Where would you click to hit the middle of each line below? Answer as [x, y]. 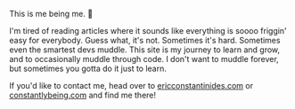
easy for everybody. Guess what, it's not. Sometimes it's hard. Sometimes [145, 40]
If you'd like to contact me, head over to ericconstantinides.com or [131, 86]
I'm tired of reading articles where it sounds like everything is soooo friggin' [148, 31]
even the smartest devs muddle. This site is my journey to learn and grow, [145, 50]
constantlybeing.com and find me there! [83, 95]
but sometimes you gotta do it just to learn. [88, 68]
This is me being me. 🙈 [51, 14]
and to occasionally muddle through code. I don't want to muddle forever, [144, 59]
